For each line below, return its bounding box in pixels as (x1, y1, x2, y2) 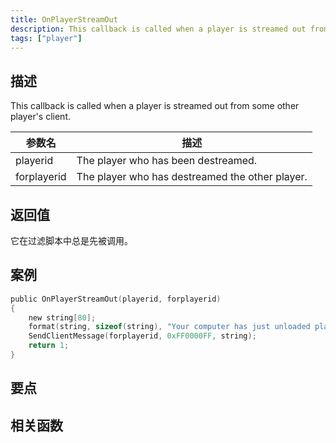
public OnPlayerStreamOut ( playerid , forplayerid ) (10, 294, 222, 304)
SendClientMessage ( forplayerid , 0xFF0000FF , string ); (28, 331, 257, 341)
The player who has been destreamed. (76, 154, 258, 168)
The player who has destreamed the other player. (76, 170, 308, 184)
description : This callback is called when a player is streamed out (10, 24, 307, 34)
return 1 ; (28, 341, 70, 351)
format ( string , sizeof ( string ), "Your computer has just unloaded (28, 322, 311, 332)
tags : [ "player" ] (10, 33, 83, 43)
